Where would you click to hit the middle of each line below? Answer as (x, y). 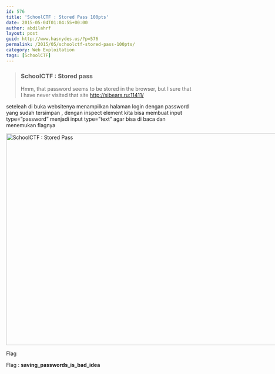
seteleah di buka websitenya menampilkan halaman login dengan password (98, 106)
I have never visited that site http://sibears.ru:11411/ (82, 95)
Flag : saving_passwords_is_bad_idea (53, 365)
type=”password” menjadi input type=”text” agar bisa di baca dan (86, 119)
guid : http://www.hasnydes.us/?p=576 (52, 39)
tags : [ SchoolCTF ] (28, 55)
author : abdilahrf (28, 28)
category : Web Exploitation (41, 50)
